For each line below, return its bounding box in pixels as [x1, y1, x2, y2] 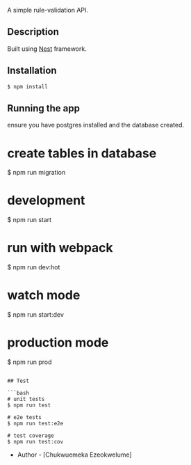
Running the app [7, 102, 80, 114]
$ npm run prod [7, 358, 52, 366]
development [7, 193, 85, 208]
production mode [7, 335, 109, 351]
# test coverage [7, 432, 54, 439]
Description [7, 26, 59, 38]
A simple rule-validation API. [7, 6, 89, 14]
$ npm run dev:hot [7, 263, 60, 271]
